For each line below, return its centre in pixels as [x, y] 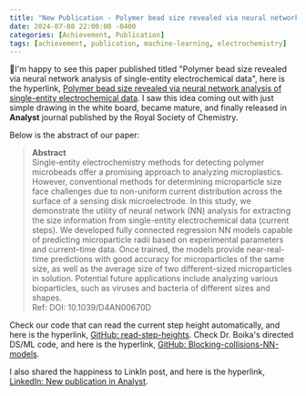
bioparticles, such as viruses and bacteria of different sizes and [151, 289]
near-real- [265, 249]
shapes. [46, 298]
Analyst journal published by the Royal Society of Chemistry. [124, 117]
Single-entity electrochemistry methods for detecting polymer [148, 162]
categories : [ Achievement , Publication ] [87, 35]
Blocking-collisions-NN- [234, 345]
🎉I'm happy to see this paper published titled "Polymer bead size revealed [148, 69]
